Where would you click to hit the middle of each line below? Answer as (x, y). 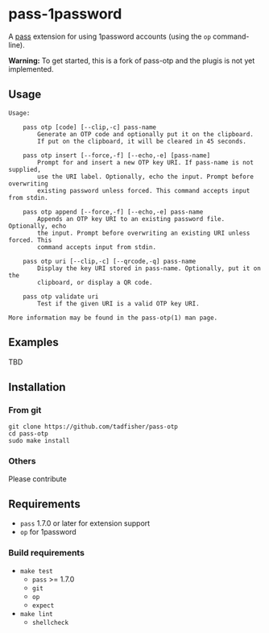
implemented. (31, 69)
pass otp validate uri (61, 296)
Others (22, 461)
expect (43, 606)
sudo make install (39, 441)
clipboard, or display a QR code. (95, 282)
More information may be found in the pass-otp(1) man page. (113, 318)
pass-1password (65, 14)
